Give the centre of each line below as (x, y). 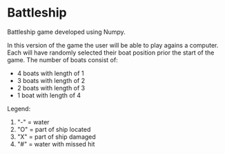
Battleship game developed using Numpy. (66, 32)
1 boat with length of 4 (49, 95)
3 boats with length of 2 (51, 80)
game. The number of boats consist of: (63, 59)
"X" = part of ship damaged (57, 137)
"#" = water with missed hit (56, 144)
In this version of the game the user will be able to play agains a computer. (113, 45)
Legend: (19, 108)
